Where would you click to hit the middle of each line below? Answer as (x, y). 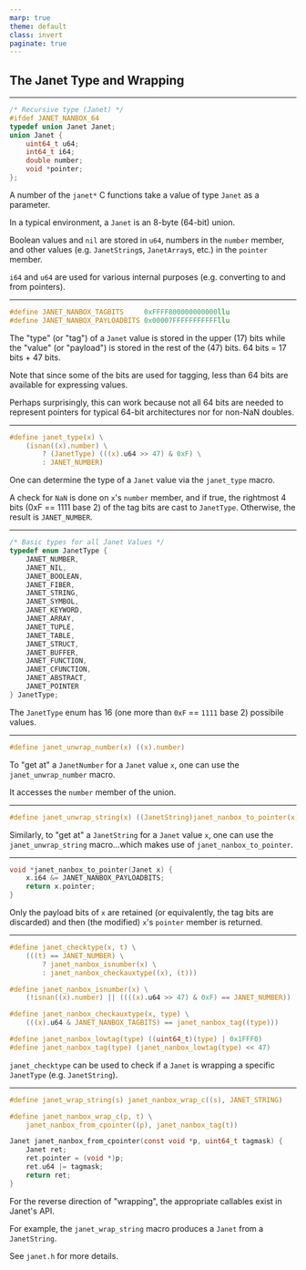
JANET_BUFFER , (52, 653)
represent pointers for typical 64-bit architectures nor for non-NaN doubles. (152, 412)
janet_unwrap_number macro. (62, 774)
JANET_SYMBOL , (52, 602)
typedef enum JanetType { (58, 551)
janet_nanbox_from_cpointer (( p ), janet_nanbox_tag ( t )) (132, 1125)
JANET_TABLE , (51, 635)
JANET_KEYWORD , (55, 610)
